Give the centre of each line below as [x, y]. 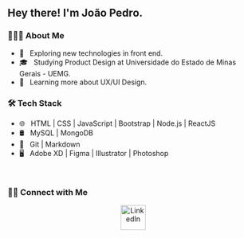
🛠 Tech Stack [35, 103]
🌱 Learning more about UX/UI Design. [83, 82]
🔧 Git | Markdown [49, 144]
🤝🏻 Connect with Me [48, 192]
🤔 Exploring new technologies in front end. [91, 53]
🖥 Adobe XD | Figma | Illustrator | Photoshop [94, 153]
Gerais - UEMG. [45, 73]
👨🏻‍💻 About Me [36, 36]
